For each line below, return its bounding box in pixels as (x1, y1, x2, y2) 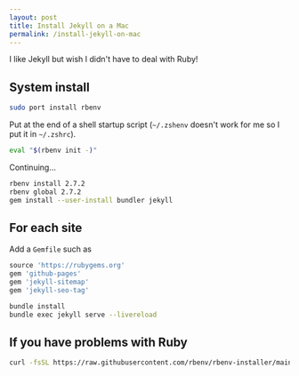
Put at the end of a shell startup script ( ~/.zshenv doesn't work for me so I (9, 119, 280, 130)
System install (9, 79, 91, 94)
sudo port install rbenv (9, 103, 101, 112)
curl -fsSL (9, 358, 50, 367)
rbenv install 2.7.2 (9, 179, 86, 188)
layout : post (9, 12, 58, 22)
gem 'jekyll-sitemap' (9, 277, 90, 287)
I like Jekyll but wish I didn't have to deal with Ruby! (9, 54, 198, 65)
